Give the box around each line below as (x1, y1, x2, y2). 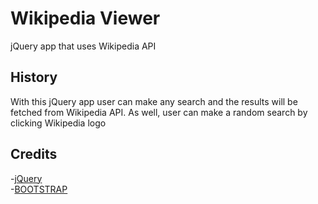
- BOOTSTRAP (10, 183, 68, 195)
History (10, 69, 58, 86)
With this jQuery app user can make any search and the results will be (10, 95, 298, 107)
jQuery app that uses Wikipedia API (10, 40, 157, 52)
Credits (10, 146, 58, 163)
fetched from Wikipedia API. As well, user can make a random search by (10, 106, 308, 118)
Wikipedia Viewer (10, 7, 161, 30)
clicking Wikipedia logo (10, 117, 107, 129)
